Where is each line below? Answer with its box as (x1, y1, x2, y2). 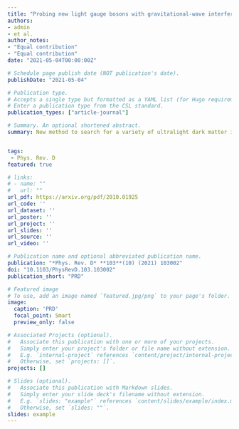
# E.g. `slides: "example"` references (7, 397, 132, 405)
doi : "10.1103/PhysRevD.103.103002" (7, 266, 116, 273)
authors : (7, 17, 33, 24)
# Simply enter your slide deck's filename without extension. (7, 391, 205, 398)
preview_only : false (14, 319, 75, 326)
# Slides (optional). (7, 378, 72, 385)
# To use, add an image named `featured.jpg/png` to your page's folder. (7, 292, 231, 299)
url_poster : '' (7, 213, 53, 221)
